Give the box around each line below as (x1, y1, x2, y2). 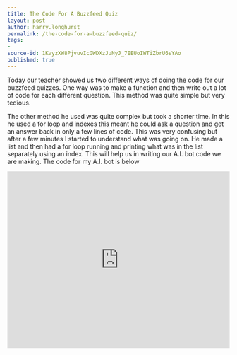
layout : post (7, 17, 46, 24)
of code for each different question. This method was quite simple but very (7, 91, 226, 99)
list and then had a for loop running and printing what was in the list (7, 142, 203, 151)
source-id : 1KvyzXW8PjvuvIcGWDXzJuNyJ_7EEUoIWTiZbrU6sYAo (7, 50, 181, 57)
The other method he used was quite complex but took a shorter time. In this (7, 112, 230, 120)
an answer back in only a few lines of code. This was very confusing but (7, 127, 217, 135)
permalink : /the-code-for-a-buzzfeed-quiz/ (7, 30, 138, 37)
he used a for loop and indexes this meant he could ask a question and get (7, 120, 224, 128)
